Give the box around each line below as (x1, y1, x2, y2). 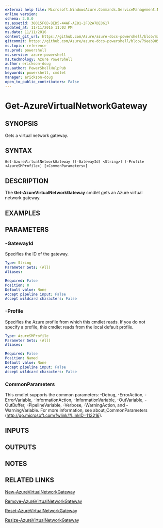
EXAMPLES (5, 209, 40, 217)
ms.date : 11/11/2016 (5, 30, 47, 34)
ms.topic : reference (5, 43, 47, 48)
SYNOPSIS (5, 119, 38, 128)
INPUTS (5, 426, 29, 435)
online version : (5, 12, 38, 17)
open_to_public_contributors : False (5, 79, 79, 84)
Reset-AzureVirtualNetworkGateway (5, 508, 78, 513)
